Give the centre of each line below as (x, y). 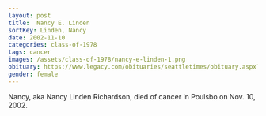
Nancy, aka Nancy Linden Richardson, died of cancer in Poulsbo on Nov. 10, (132, 96)
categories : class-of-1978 (53, 45)
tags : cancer (30, 52)
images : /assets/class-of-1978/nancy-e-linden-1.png (97, 60)
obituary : (25, 67)
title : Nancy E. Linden (49, 23)
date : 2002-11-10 (37, 37)
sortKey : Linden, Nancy (47, 30)
